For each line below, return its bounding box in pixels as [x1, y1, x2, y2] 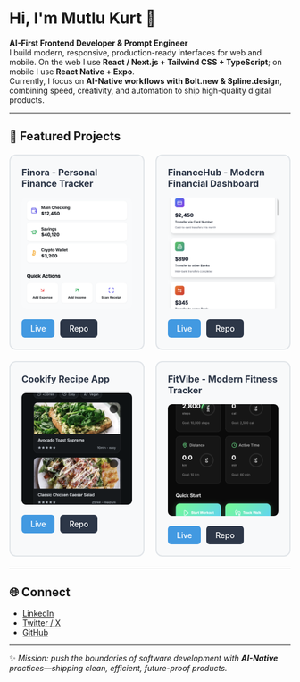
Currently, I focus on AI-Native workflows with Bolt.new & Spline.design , [9, 75, 283, 86]
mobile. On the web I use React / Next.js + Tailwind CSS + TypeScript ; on [9, 56, 283, 67]
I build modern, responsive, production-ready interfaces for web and [9, 46, 262, 57]
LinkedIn [21, 608, 54, 619]
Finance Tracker [21, 178, 94, 190]
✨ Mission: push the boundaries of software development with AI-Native [9, 653, 279, 664]
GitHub [21, 627, 49, 638]
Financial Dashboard [168, 178, 260, 190]
